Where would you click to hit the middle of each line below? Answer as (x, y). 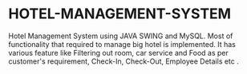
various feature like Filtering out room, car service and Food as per (118, 53)
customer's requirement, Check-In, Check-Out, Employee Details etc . (123, 61)
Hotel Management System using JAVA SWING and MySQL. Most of (121, 36)
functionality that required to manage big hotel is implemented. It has (122, 44)
